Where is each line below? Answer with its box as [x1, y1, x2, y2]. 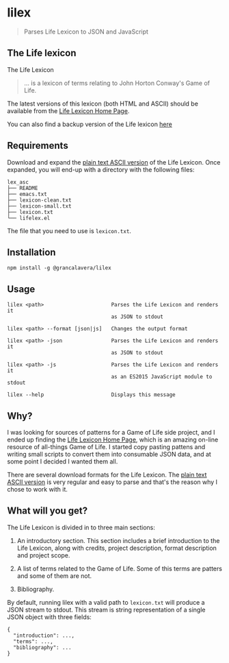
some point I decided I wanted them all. [7, 457, 118, 466]
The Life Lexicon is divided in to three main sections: [7, 523, 156, 531]
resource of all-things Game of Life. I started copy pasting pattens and [7, 443, 206, 450]
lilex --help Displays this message [7, 391, 176, 398]
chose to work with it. [7, 485, 68, 493]
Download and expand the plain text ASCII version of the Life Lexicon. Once [7, 158, 221, 166]
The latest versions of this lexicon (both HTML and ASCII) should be [7, 99, 198, 108]
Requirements [7, 140, 68, 152]
